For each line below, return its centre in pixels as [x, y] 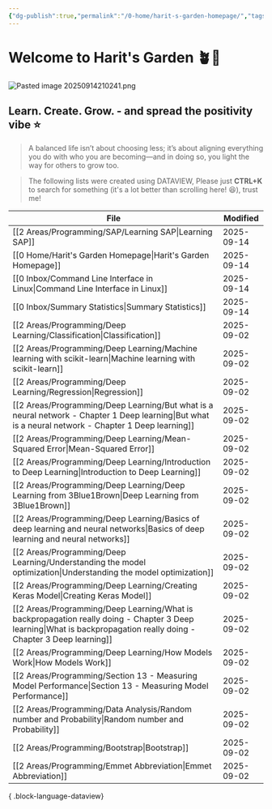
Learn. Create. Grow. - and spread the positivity [131, 111]
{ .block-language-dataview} [56, 796]
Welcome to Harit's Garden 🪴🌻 [115, 57]
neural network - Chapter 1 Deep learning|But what [111, 416]
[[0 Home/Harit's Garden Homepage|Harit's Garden [111, 255]
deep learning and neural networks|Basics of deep [108, 529]
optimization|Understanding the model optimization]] [113, 572]
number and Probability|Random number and [98, 720]
